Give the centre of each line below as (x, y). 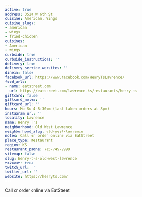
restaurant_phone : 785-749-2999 (38, 149)
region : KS (16, 145)
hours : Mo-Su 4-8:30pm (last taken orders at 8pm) (57, 109)
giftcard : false (21, 95)
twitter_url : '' (21, 172)
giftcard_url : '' (23, 104)
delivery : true (20, 64)
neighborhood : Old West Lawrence (39, 127)
